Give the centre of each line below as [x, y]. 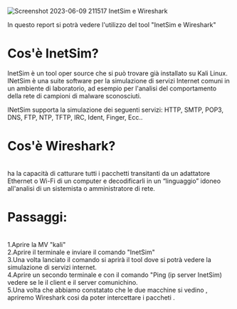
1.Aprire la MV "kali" [37, 244]
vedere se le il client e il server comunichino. [73, 282]
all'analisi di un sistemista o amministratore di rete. [81, 188]
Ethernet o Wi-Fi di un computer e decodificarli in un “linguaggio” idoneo [114, 181]
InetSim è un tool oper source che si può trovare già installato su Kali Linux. [117, 73]
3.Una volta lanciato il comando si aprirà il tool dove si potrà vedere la [109, 259]
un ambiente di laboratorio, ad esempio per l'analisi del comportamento [112, 88]
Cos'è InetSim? [53, 54]
